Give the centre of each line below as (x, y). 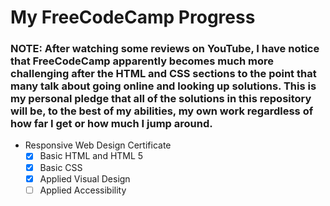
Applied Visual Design (85, 178)
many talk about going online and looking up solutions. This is (163, 86)
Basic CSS (61, 167)
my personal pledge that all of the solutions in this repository (161, 99)
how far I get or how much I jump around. (111, 124)
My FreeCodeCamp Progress (133, 17)
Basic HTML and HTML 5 (91, 156)
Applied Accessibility (83, 190)
